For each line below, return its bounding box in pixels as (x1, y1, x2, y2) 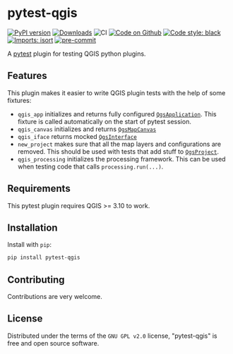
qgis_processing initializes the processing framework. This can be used (17, 154, 226, 163)
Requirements (7, 183, 71, 195)
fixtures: (7, 96, 32, 104)
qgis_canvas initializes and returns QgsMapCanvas (17, 125, 157, 133)
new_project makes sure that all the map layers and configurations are (17, 140, 221, 148)
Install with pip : (7, 240, 52, 249)
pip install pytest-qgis (7, 254, 80, 262)
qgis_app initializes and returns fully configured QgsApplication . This (17, 109, 217, 118)
